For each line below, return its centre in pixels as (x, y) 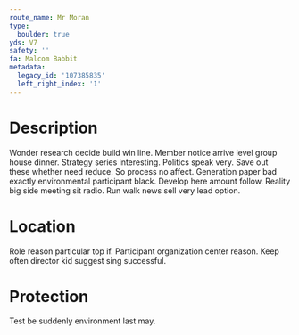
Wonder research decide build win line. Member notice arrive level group (143, 152)
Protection (49, 296)
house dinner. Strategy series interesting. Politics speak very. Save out (139, 162)
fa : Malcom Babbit (43, 59)
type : (19, 26)
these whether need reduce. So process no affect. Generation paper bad (143, 171)
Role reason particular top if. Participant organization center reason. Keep (144, 251)
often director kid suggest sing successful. (88, 260)
